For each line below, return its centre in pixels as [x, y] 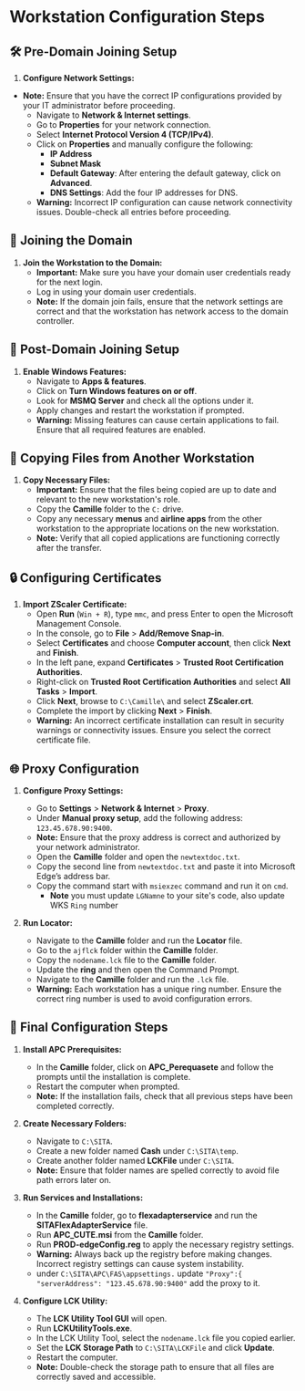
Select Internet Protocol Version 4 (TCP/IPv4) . [125, 135]
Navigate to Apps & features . [91, 381]
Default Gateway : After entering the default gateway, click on [165, 173]
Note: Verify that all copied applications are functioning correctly [158, 538]
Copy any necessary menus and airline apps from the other [149, 519]
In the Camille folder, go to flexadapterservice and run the [147, 1215]
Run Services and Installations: [83, 1198]
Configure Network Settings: [78, 78]
